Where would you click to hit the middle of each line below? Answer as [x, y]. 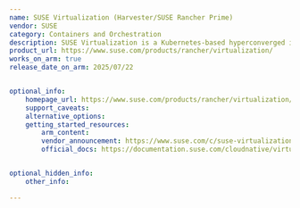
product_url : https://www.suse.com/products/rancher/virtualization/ [142, 51]
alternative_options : [65, 116]
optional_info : [37, 91]
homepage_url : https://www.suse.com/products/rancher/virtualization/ [159, 99]
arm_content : [66, 133]
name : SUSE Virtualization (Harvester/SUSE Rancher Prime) [121, 17]
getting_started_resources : [77, 125]
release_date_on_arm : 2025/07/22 [71, 68]
